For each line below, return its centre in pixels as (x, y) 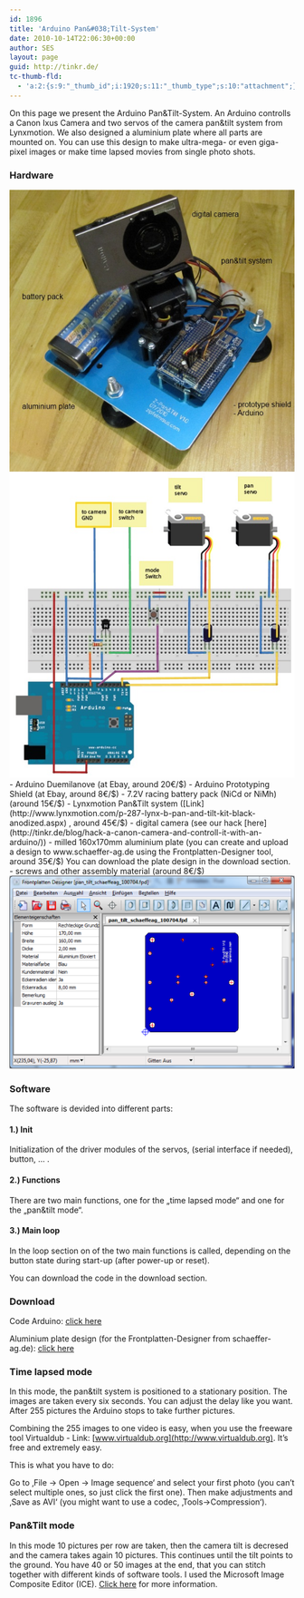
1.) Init (21, 1129)
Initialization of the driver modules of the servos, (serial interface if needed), (152, 1150)
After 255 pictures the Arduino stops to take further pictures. (122, 1411)
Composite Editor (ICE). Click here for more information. (114, 1583)
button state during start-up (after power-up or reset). (109, 1260)
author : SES (32, 48)
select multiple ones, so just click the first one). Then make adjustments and (151, 1493)
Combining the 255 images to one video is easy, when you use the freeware (151, 1428)
